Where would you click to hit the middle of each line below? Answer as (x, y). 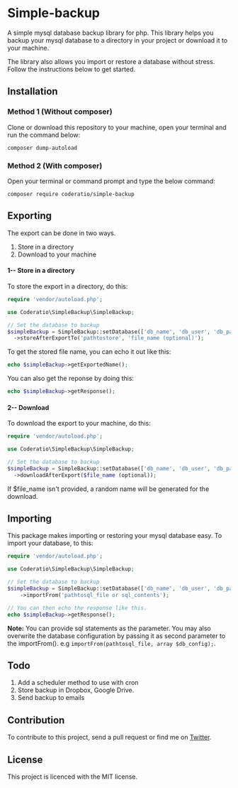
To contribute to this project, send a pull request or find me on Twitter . (109, 738)
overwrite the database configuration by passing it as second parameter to (117, 636)
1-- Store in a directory (41, 271)
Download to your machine (57, 254)
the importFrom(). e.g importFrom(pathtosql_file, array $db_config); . (112, 643)
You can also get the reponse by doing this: (71, 379)
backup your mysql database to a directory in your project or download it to (118, 40)
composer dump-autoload (42, 148)
